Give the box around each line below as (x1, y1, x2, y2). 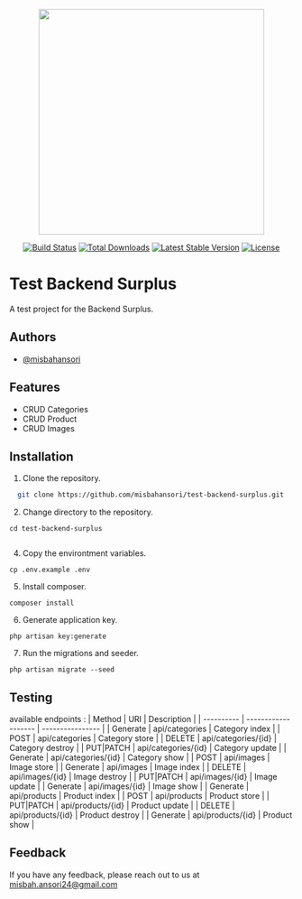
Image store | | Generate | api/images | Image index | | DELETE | (9, 762, 246, 773)
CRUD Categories (22, 403, 88, 414)
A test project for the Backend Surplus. (9, 303, 154, 314)
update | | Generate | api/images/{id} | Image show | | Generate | (9, 781, 250, 792)
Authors (9, 329, 57, 345)
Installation (9, 449, 74, 464)
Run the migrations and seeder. (22, 648, 140, 659)
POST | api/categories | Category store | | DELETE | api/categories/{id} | (9, 733, 278, 744)
